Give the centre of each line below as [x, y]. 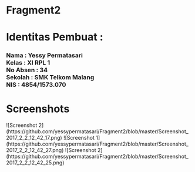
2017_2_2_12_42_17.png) [34, 138]
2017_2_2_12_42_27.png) [35, 150]
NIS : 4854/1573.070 [36, 85]
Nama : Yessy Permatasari [45, 55]
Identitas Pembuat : [55, 37]
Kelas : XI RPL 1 [28, 63]
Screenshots [38, 109]
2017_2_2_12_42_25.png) [35, 163]
